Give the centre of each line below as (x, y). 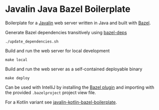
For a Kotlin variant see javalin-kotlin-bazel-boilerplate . (61, 102)
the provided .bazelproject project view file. (51, 92)
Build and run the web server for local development (57, 51)
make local (16, 60)
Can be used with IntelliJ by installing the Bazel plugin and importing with (80, 87)
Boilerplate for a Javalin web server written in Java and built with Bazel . (78, 23)
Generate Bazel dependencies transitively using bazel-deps (66, 32)
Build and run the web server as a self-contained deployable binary (74, 69)
